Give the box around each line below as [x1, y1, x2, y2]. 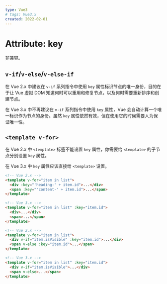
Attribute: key [5, 38, 63, 49]
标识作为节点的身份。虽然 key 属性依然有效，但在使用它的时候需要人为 [9, 113, 154, 119]
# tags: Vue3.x [5, 12, 37, 17]
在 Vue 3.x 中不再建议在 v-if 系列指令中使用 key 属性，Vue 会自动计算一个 [5, 106, 158, 112]
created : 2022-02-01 [5, 16, 48, 21]
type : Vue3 [5, 7, 28, 12]
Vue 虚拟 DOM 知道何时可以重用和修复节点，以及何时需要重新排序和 [14, 90, 155, 96]
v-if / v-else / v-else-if [5, 70, 74, 78]
